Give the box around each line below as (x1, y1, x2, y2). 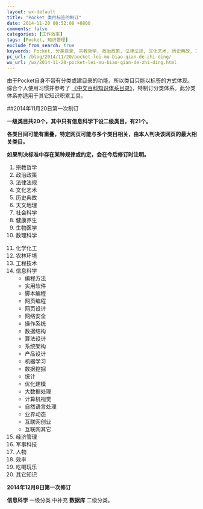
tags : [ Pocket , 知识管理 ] (7, 37, 69, 43)
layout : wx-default (7, 8, 56, 15)
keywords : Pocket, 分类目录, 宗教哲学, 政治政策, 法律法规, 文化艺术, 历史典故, (7, 48, 193, 54)
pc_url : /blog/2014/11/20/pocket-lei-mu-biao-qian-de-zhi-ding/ (7, 54, 172, 60)
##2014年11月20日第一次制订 (7, 104, 79, 112)
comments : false (7, 25, 48, 32)
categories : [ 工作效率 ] (7, 31, 63, 37)
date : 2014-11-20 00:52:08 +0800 (7, 20, 91, 26)
